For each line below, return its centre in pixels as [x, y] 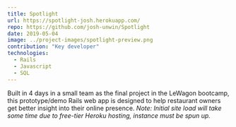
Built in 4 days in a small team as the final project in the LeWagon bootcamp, [118, 93]
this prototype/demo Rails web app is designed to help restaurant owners [114, 100]
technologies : [28, 54]
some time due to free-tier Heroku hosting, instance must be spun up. [109, 115]
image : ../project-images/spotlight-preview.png [80, 40]
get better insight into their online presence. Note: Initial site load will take [114, 108]
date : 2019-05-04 [33, 34]
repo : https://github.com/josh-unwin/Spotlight [79, 27]
